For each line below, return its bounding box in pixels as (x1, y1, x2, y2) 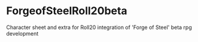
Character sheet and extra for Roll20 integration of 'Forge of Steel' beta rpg (6, 24, 193, 31)
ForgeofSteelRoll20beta (6, 4, 127, 18)
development (6, 30, 39, 37)
